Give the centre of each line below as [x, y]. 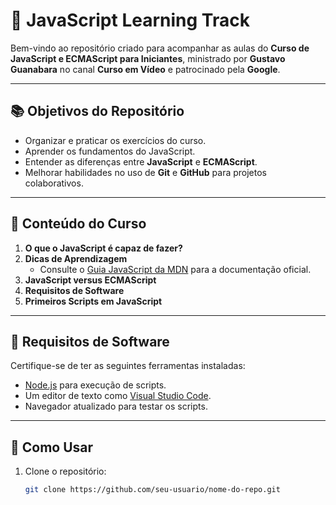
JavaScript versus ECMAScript [90, 280]
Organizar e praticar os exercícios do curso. [115, 140]
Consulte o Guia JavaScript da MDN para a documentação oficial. [175, 269]
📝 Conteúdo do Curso [78, 224]
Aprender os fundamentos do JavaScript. [110, 151]
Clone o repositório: [65, 471]
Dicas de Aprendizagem [76, 258]
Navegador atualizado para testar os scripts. [116, 406]
